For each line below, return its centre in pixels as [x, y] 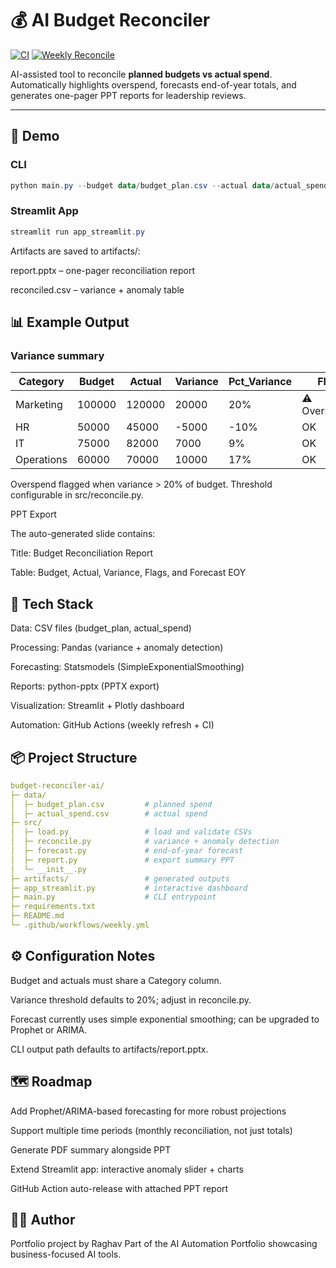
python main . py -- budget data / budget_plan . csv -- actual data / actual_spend [169, 185]
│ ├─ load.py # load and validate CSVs [131, 832]
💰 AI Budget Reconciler [110, 20]
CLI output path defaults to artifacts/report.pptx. [109, 1049]
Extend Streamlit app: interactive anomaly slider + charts [127, 1169]
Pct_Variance [260, 382]
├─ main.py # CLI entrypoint [113, 897]
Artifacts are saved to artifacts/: [75, 251]
